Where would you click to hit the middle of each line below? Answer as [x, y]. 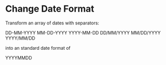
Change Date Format [50, 9]
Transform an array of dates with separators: [52, 23]
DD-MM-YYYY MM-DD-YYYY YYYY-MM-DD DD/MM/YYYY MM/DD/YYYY [83, 32]
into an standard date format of [38, 48]
